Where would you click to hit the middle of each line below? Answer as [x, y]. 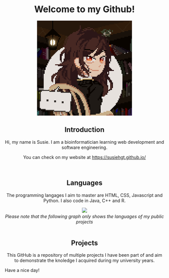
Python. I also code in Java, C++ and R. [85, 201]
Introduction [85, 130]
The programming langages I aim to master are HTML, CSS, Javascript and [85, 195]
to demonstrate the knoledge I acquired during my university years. [85, 261]
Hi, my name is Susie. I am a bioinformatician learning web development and [85, 142]
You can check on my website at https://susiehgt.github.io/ [85, 157]
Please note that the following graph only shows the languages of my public [85, 216]
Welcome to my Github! [85, 9]
